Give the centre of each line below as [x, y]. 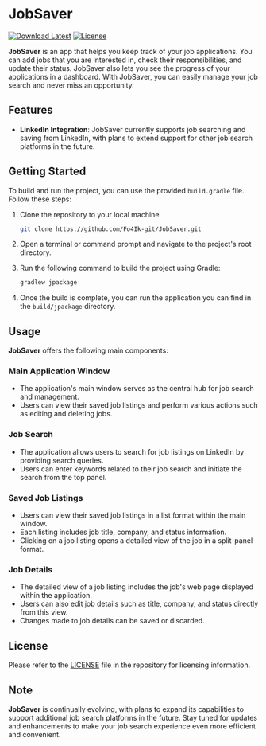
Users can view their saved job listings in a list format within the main [133, 515]
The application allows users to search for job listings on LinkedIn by [132, 451]
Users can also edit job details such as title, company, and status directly [139, 604]
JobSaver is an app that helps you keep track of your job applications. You [130, 51]
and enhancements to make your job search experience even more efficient [132, 726]
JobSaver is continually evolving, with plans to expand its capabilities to [126, 709]
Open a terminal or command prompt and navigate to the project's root [135, 244]
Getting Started [47, 172]
